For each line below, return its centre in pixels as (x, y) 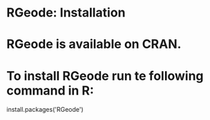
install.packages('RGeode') (45, 110)
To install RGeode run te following (105, 76)
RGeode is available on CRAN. (94, 44)
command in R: (50, 90)
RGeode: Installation (66, 13)
